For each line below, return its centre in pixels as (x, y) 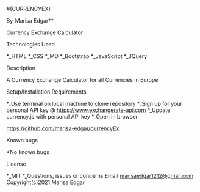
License (16, 164)
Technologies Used (30, 44)
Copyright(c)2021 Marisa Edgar (46, 182)
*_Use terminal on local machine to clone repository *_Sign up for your (95, 104)
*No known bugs (28, 152)
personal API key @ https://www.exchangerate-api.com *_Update (88, 110)
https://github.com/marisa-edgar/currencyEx (63, 128)
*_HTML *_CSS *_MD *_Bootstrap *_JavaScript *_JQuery (77, 56)
